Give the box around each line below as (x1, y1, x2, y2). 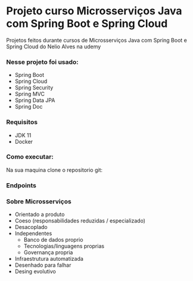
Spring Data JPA (14, 97, 55, 104)
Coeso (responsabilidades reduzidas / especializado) (14, 217, 146, 224)
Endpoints (6, 181, 37, 189)
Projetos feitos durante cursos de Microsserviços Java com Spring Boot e (6, 36, 188, 44)
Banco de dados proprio (23, 236, 83, 243)
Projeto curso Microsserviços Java (6, 4, 183, 18)
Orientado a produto (14, 211, 65, 218)
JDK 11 (14, 131, 32, 138)
